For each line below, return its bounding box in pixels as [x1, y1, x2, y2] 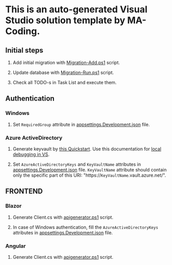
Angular [5, 242, 26, 250]
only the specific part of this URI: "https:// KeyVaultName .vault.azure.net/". [12, 172, 166, 178]
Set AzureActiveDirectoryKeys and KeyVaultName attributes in [12, 161, 141, 167]
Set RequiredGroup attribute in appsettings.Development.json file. [12, 121, 150, 127]
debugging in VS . [12, 151, 50, 157]
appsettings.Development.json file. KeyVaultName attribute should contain [12, 166, 167, 173]
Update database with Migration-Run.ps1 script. [12, 69, 114, 75]
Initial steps [5, 46, 44, 54]
